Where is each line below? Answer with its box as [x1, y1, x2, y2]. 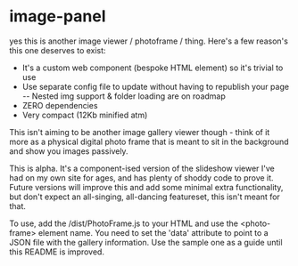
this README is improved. [9, 246, 105, 257]
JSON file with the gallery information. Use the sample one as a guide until [9, 237, 283, 247]
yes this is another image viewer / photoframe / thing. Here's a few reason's [9, 36, 288, 46]
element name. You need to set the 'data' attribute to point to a [37, 227, 269, 238]
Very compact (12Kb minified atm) [21, 109, 148, 120]
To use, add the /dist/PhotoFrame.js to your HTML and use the [9, 218, 239, 229]
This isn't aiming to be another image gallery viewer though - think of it [9, 126, 270, 137]
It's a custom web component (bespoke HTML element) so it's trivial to [21, 62, 284, 73]
